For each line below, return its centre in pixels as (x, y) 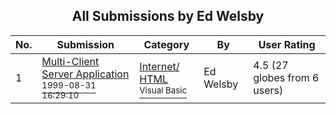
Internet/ (159, 66)
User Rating (287, 44)
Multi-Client (70, 61)
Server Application (85, 74)
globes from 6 (286, 77)
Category (166, 44)
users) (268, 90)
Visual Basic (163, 90)
